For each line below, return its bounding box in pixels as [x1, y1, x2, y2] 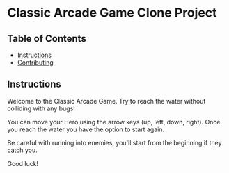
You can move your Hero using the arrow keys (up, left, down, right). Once [7, 117, 221, 126]
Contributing [17, 58, 54, 67]
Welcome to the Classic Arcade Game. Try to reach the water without [7, 97, 206, 105]
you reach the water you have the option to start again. [7, 125, 165, 133]
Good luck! [7, 159, 39, 167]
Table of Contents [7, 33, 87, 44]
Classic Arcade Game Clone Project [7, 5, 217, 21]
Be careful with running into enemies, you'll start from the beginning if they [7, 138, 222, 147]
